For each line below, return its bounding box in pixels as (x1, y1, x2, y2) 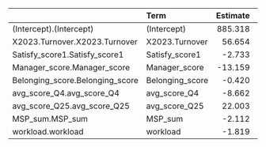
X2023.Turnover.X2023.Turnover (12, 36, 139, 47)
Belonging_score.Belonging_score (12, 75, 139, 85)
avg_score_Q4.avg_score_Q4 (12, 88, 120, 98)
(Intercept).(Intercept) (12, 24, 94, 34)
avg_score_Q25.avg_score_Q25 (12, 100, 131, 111)
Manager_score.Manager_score (12, 62, 131, 73)
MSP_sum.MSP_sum (12, 114, 89, 124)
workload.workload (12, 126, 85, 137)
